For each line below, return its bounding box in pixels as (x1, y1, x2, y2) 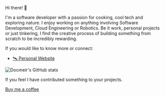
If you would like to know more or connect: (5, 45, 94, 51)
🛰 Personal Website (12, 55, 55, 61)
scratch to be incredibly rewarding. (5, 35, 78, 41)
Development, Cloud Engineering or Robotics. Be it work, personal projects (5, 25, 160, 31)
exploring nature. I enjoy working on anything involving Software (5, 20, 138, 25)
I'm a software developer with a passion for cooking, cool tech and (5, 14, 143, 20)
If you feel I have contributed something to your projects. (5, 76, 123, 82)
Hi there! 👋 (5, 5, 28, 10)
